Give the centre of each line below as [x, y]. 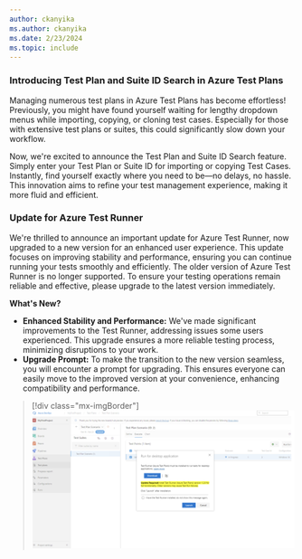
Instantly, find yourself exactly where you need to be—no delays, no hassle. [151, 175]
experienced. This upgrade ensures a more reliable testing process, [149, 340]
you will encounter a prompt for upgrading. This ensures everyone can [154, 369]
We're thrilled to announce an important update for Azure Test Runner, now [149, 237]
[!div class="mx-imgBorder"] [85, 405]
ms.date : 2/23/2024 [46, 38]
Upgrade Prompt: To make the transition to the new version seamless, [153, 359]
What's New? [35, 303]
